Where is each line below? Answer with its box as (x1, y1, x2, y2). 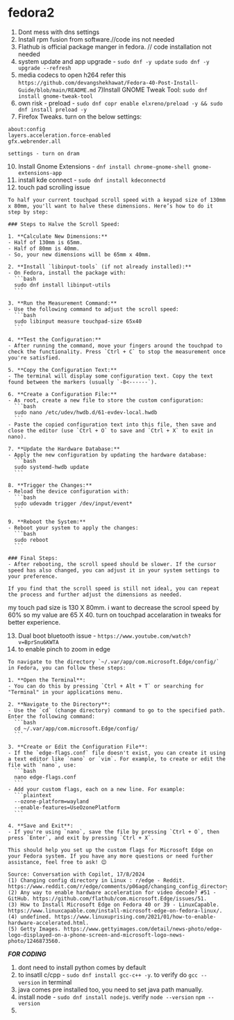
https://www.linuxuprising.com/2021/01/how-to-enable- (54, 913, 217, 920)
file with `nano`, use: (8, 761, 77, 768)
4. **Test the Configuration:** (8, 336, 101, 343)
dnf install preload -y (17, 106, 87, 113)
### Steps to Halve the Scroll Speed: (8, 221, 120, 228)
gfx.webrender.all (8, 137, 61, 145)
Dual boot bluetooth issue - (17, 631, 97, 640)
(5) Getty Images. (8, 925, 61, 933)
